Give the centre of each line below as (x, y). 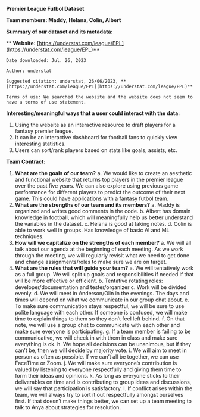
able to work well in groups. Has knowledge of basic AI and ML (92, 230)
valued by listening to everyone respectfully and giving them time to (98, 369)
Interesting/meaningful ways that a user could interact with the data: (93, 113)
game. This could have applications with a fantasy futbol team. (92, 198)
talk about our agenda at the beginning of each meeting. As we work (99, 249)
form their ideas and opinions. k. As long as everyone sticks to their (97, 376)
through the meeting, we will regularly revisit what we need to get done (102, 255)
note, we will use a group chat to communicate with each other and (97, 325)
